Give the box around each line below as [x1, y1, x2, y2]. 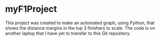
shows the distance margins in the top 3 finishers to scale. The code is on [5, 25, 156, 31]
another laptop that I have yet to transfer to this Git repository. [5, 30, 131, 36]
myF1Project [5, 3, 57, 15]
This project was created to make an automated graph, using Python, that [5, 20, 155, 26]
